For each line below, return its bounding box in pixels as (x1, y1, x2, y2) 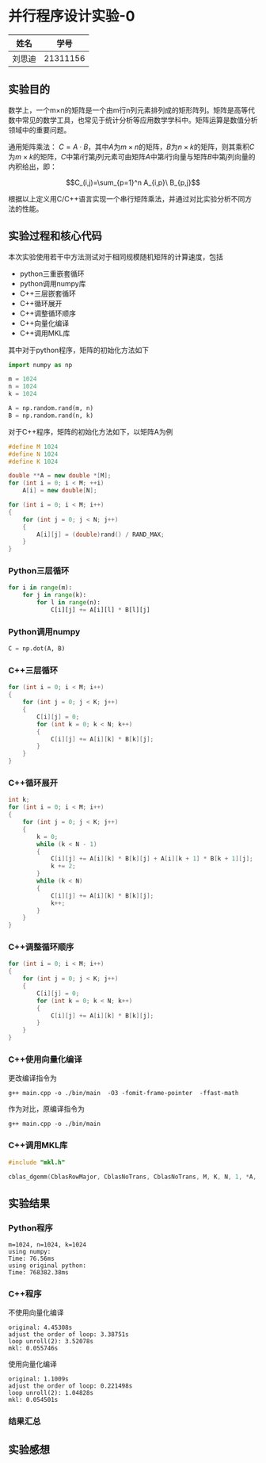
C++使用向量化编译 (8, 1054, 82, 1065)
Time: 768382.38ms (8, 1269, 69, 1277)
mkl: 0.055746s (8, 1345, 59, 1353)
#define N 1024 (8, 450, 59, 458)
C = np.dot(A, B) (8, 645, 66, 653)
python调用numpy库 (19, 278, 86, 288)
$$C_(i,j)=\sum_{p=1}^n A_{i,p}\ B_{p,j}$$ (66, 178, 200, 187)
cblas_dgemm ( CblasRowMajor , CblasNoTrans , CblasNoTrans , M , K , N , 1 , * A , (8, 1173, 257, 1181)
